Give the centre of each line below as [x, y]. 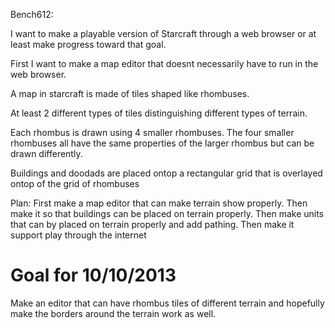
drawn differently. [46, 153]
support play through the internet [78, 235]
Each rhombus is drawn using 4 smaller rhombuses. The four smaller [152, 132]
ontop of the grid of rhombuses [75, 183]
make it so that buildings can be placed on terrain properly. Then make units [167, 213]
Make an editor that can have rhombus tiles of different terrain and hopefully [167, 303]
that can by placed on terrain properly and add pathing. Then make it [152, 224]
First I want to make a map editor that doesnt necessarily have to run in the [164, 63]
